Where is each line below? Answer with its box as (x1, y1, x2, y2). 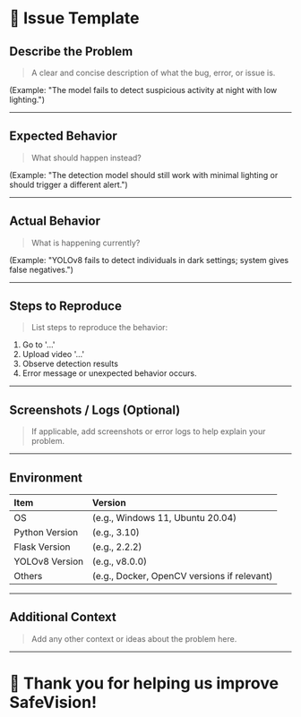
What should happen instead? (30, 152, 142, 163)
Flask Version (13, 541, 71, 553)
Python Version (13, 526, 79, 539)
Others (13, 570, 43, 583)
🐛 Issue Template (9, 8, 140, 29)
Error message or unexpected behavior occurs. (21, 368, 197, 379)
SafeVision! (9, 693, 97, 713)
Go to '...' (21, 339, 56, 350)
